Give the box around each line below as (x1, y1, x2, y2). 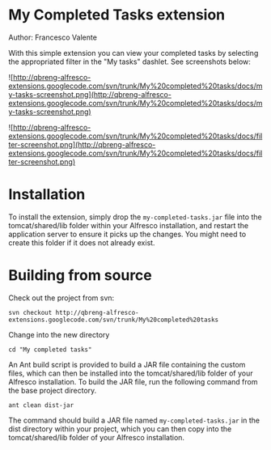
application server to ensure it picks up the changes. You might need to (8, 229, 247, 239)
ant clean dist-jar (8, 401, 74, 410)
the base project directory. (8, 385, 97, 395)
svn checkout (8, 308, 53, 316)
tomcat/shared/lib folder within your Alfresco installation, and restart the (8, 220, 249, 230)
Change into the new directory (8, 329, 110, 339)
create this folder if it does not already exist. (8, 237, 155, 248)
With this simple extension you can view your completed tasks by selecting (8, 48, 259, 57)
